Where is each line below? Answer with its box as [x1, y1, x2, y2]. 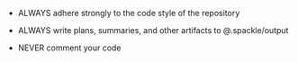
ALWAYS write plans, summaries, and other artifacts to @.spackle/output [17, 25, 289, 35]
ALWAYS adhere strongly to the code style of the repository [17, 8, 240, 18]
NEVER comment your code [17, 42, 122, 53]
